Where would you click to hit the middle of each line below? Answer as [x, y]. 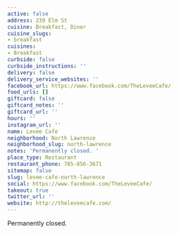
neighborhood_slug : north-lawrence [59, 145]
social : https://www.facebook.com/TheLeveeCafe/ [80, 183]
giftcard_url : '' [33, 112]
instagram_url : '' [34, 125]
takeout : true [28, 190]
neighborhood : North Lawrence [52, 138]
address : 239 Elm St [38, 20]
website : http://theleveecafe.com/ [59, 203]
